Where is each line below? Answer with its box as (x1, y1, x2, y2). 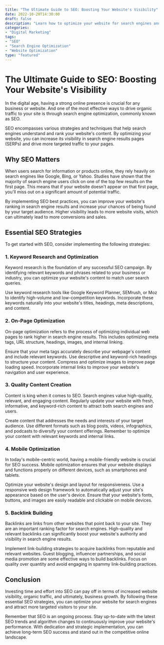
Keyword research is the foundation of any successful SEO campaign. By (5, 265, 152, 271)
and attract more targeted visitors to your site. (5, 604, 98, 610)
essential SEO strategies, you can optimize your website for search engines (5, 599, 157, 605)
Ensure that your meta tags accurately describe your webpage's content (5, 348, 151, 354)
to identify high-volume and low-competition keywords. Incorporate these (5, 295, 154, 301)
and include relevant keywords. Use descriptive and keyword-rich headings (5, 353, 157, 360)
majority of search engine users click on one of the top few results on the (5, 179, 153, 184)
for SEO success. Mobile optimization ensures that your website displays (5, 462, 152, 468)
